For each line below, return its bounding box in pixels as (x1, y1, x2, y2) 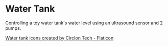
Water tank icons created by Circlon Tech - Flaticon (5, 35, 114, 41)
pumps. (5, 25, 21, 31)
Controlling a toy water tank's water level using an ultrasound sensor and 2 (5, 20, 163, 26)
